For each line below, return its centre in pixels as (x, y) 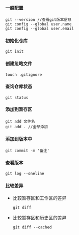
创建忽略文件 (19, 63)
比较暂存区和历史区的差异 (39, 217)
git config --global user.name (38, 24)
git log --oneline (25, 174)
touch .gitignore (24, 75)
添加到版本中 (19, 139)
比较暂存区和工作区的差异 (39, 198)
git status (17, 97)
